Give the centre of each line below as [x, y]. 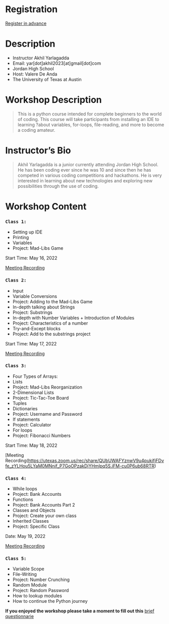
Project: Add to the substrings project [51, 334]
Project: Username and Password [47, 414]
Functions [23, 499]
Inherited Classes [31, 521]
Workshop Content [46, 206]
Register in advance [26, 23]
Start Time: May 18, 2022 [31, 445]
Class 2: [16, 280]
